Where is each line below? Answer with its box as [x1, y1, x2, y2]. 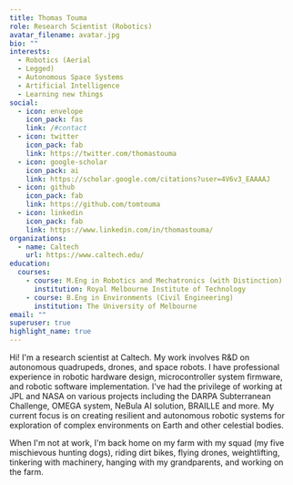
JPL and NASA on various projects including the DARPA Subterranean [9, 391, 271, 401]
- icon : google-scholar [17, 157, 107, 167]
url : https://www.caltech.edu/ [25, 251, 145, 260]
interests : [9, 47, 51, 57]
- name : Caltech [17, 242, 79, 252]
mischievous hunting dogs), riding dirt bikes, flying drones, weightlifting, [9, 448, 280, 458]
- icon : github [17, 183, 76, 192]
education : [9, 259, 51, 269]
